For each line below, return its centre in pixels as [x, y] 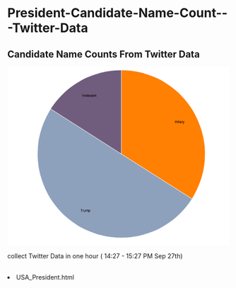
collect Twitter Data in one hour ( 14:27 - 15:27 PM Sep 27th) [95, 256]
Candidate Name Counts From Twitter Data [104, 54]
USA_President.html [45, 277]
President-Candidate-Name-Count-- [118, 13]
